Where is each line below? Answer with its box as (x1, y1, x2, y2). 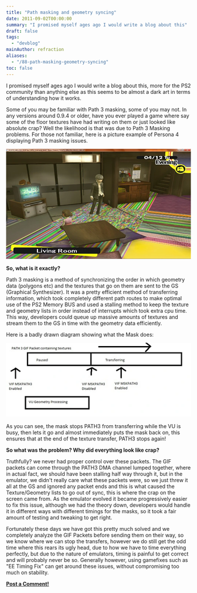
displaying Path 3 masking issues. (6, 137, 88, 144)
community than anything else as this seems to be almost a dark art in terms (6, 88, 191, 95)
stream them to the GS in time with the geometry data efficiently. (6, 320, 162, 327)
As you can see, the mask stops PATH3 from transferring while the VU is (6, 423, 181, 430)
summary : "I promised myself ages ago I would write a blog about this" (6, 22, 188, 28)
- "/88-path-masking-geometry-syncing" (11, 59, 109, 65)
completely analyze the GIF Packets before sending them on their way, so (6, 531, 184, 539)
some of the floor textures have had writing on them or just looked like (6, 118, 176, 126)
